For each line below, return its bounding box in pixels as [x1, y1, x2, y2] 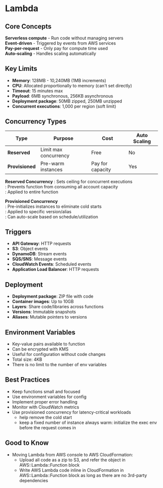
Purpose [53, 135, 74, 141]
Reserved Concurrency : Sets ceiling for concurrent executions [5, 178, 132, 185]
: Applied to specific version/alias [5, 208, 72, 214]
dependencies [19, 477, 49, 483]
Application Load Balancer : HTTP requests [12, 267, 99, 272]
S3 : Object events [12, 246, 49, 252]
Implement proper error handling [12, 399, 78, 404]
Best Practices [5, 376, 50, 384]
